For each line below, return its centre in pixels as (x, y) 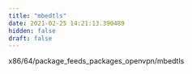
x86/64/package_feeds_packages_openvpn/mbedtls (96, 61)
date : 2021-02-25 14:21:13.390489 (67, 23)
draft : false (30, 38)
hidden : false (32, 31)
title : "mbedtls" (38, 16)
